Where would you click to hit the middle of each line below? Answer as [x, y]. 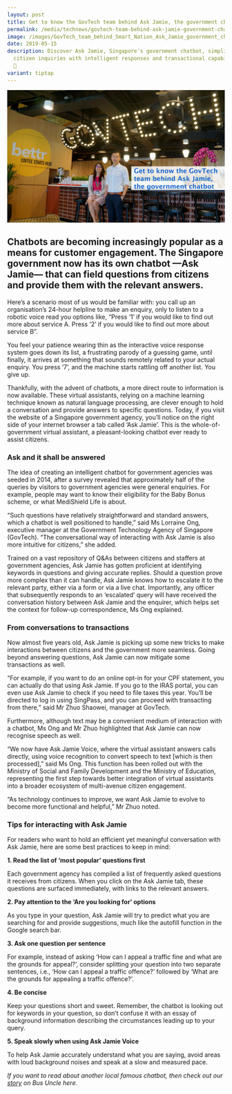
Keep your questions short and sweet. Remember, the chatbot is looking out [115, 1006]
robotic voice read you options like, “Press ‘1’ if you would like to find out [110, 317]
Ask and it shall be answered [56, 457]
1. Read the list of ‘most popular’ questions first [76, 861]
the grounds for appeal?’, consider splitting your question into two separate [114, 964]
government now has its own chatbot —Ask [103, 264]
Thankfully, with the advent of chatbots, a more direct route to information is [116, 387]
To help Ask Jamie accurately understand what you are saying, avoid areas [114, 1055]
